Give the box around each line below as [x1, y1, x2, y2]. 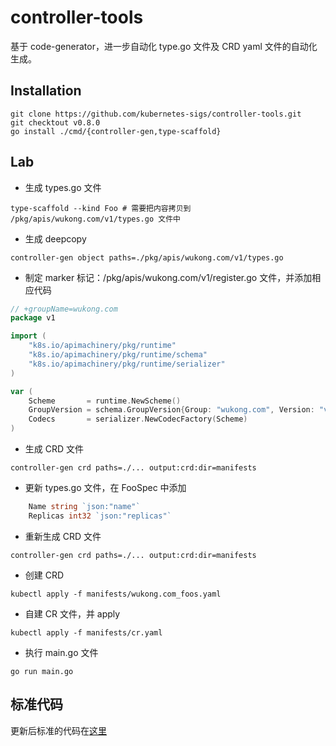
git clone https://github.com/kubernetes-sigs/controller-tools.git [10, 109, 302, 119]
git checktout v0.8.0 [10, 117, 101, 128]
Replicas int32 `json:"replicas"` [28, 511, 172, 521]
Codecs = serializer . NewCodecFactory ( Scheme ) [28, 414, 248, 425]
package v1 [10, 313, 56, 323]
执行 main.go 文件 [24, 646, 99, 658]
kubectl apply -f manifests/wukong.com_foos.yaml [10, 589, 222, 599]
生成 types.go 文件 [24, 181, 102, 193]
